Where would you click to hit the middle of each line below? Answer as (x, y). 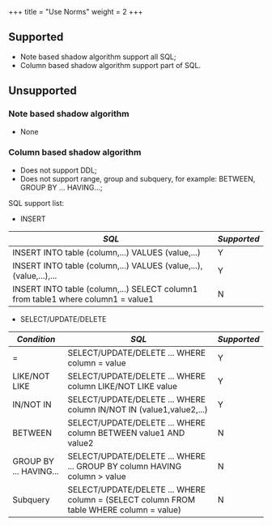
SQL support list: (36, 203)
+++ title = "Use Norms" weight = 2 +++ (76, 12)
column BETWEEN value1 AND (126, 433)
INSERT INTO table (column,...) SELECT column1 (105, 289)
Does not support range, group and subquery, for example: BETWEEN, (138, 178)
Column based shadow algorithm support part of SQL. (110, 65)
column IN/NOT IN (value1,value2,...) (138, 409)
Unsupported (42, 91)
